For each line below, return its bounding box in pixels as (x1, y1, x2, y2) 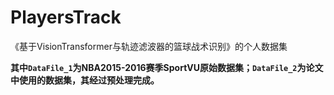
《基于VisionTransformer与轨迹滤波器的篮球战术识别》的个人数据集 (10, 40, 288, 52)
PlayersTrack (10, 6, 122, 29)
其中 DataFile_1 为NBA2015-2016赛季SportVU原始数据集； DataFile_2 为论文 (10, 61, 324, 73)
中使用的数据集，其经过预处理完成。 (10, 74, 160, 86)
